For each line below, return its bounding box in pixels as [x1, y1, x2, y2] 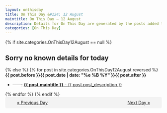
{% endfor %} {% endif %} [5, 91, 60, 97]
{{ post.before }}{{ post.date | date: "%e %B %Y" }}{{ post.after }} [5, 72, 147, 78]
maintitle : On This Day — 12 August [5, 16, 81, 21]
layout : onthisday [5, 7, 43, 12]
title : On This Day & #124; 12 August [5, 12, 83, 17]
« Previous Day [16, 100, 48, 106]
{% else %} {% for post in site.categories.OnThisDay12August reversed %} [5, 66, 159, 72]
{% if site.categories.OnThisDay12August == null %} [5, 39, 112, 45]
